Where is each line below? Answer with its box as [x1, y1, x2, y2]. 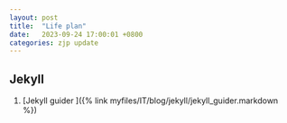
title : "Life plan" [9, 22, 88, 31]
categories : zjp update [9, 38, 99, 48]
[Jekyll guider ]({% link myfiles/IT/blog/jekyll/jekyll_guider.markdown [22, 95, 279, 106]
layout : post [9, 13, 59, 22]
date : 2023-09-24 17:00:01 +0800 [9, 30, 143, 39]
